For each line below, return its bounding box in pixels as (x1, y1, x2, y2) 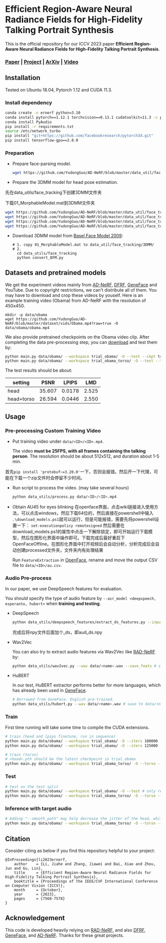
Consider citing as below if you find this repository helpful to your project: (5, 848, 155, 854)
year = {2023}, (14, 892, 56, 897)
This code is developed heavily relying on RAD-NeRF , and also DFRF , (5, 927, 146, 933)
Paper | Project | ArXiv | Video (5, 58, 79, 65)
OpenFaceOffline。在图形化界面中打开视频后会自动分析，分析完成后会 (12, 541, 156, 547)
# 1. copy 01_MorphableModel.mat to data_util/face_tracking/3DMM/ (12, 242, 154, 247)
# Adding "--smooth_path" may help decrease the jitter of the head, (5, 816, 152, 821)
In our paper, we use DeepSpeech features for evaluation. (5, 586, 123, 592)
